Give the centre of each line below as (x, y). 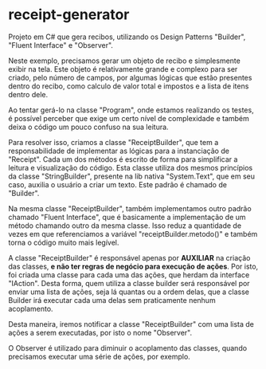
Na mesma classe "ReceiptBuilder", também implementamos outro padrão (130, 208)
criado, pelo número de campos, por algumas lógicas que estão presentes (130, 77)
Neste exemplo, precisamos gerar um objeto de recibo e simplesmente (124, 61)
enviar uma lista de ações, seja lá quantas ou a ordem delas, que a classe (129, 292)
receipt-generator (69, 15)
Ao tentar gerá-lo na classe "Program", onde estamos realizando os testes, (131, 110)
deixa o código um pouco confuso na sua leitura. (88, 127)
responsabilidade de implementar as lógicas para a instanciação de (119, 151)
